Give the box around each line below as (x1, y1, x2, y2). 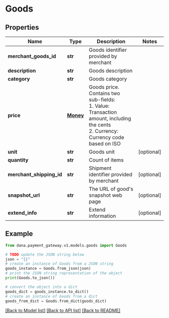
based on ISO (89, 140, 121, 147)
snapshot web (89, 192, 122, 199)
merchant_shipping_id (8, 171, 62, 178)
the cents (89, 121, 111, 128)
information (89, 212, 116, 219)
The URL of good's (89, 186, 133, 192)
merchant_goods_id (8, 53, 56, 59)
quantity (8, 156, 29, 164)
